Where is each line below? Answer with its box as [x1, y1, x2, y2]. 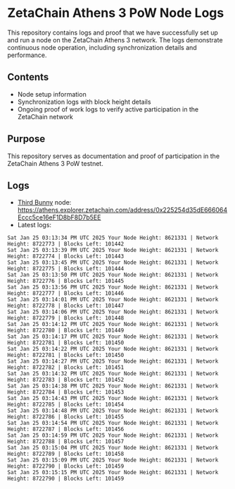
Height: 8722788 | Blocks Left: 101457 [7, 438, 125, 445]
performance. [7, 51, 47, 59]
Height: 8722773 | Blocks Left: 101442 [7, 241, 125, 248]
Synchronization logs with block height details [17, 97, 151, 106]
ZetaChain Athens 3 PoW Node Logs [7, 5, 224, 21]
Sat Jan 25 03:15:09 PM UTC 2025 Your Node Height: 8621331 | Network [7, 457, 219, 464]
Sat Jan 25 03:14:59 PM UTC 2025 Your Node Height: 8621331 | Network [7, 432, 219, 439]
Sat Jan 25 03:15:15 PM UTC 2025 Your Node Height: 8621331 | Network [7, 469, 219, 476]
